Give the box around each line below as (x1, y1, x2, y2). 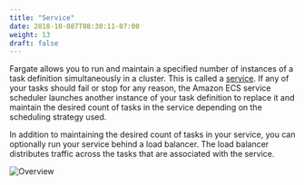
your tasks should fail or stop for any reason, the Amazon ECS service (9, 83, 271, 93)
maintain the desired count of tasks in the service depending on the (9, 102, 263, 113)
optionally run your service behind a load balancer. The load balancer (9, 139, 270, 150)
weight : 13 (9, 30, 51, 39)
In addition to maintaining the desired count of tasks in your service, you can (9, 129, 296, 141)
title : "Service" (9, 13, 75, 23)
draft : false (9, 38, 59, 48)
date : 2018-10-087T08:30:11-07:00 (9, 22, 141, 31)
